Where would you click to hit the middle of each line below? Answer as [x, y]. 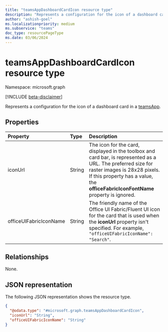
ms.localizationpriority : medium [40, 24]
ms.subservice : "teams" [30, 29]
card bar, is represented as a [123, 157]
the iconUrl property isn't [119, 222]
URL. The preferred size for [121, 163]
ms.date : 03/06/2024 [27, 38]
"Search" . [100, 239]
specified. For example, [116, 228]
